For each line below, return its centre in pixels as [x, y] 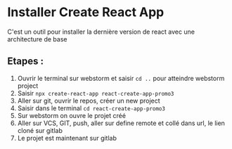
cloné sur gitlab [40, 130]
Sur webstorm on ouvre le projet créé [72, 115]
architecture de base [37, 39]
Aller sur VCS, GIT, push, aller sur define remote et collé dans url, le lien [121, 123]
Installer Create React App [86, 12]
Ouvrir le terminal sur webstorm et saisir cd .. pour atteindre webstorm [121, 78]
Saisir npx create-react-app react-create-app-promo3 [96, 93]
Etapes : [26, 61]
